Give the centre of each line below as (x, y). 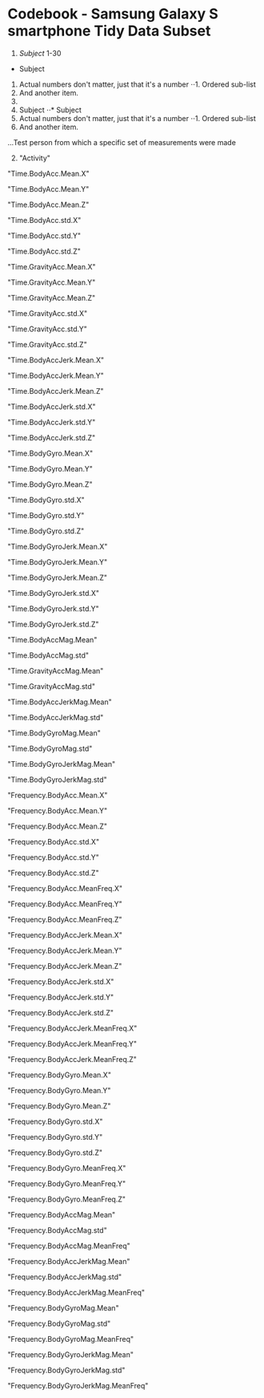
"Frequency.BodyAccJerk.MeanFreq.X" (72, 1028)
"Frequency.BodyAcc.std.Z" (53, 873)
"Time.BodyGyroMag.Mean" (54, 733)
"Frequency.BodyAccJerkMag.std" (65, 1277)
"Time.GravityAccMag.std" (51, 686)
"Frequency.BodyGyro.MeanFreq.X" (67, 1168)
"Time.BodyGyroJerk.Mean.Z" (58, 577)
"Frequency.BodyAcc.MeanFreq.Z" (65, 919)
